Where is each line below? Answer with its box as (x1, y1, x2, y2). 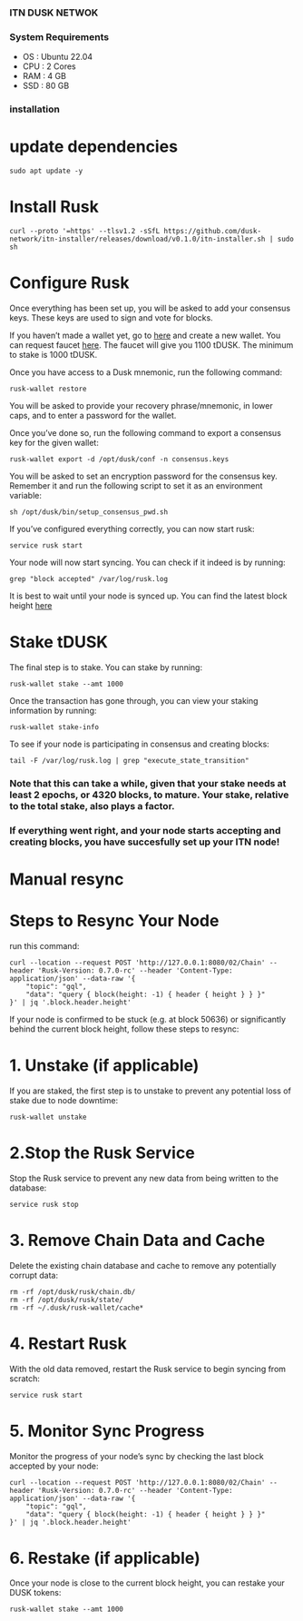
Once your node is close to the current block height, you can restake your (9, 1577, 286, 1588)
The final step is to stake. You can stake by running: (9, 661, 202, 673)
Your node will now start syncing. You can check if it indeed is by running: (9, 557, 286, 568)
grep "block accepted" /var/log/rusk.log (9, 574, 169, 583)
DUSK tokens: (9, 1587, 62, 1598)
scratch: (9, 1373, 41, 1384)
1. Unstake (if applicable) (9, 1055, 200, 1076)
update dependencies (9, 136, 179, 157)
